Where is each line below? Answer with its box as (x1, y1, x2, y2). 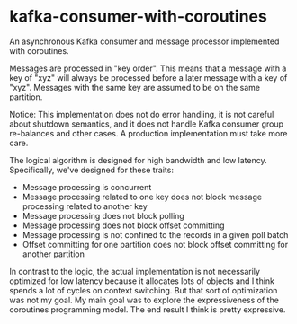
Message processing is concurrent (22, 181, 152, 192)
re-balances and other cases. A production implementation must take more (9, 127, 288, 138)
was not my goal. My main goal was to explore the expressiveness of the (9, 294, 279, 305)
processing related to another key (22, 200, 148, 212)
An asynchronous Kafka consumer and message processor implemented (9, 36, 280, 47)
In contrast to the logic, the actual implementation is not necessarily (9, 266, 261, 276)
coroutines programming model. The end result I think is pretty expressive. (9, 303, 286, 315)
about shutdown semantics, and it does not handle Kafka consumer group (9, 118, 284, 129)
